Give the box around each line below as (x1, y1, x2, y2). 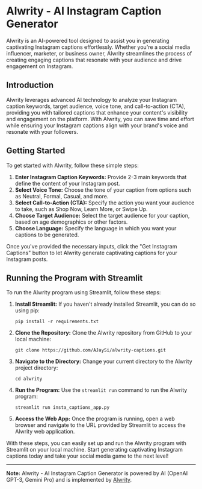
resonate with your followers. (6, 128, 78, 135)
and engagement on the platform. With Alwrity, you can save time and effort (6, 115, 194, 122)
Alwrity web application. (14, 428, 75, 435)
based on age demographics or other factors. (14, 218, 128, 226)
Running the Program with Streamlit (6, 273, 143, 283)
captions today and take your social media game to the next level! (6, 452, 169, 459)
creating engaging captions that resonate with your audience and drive (6, 56, 182, 63)
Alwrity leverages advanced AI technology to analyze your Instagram (6, 96, 177, 103)
